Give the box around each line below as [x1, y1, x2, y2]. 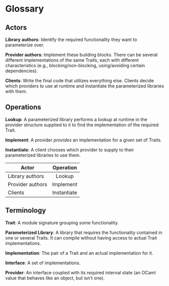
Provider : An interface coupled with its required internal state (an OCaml [5, 269, 156, 275]
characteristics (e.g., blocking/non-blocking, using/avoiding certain [5, 63, 145, 68]
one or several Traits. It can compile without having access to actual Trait [5, 234, 157, 241]
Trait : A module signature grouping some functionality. [5, 219, 119, 225]
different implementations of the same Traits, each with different [5, 57, 139, 63]
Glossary [5, 3, 44, 15]
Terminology [5, 206, 46, 215]
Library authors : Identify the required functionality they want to [5, 36, 137, 42]
